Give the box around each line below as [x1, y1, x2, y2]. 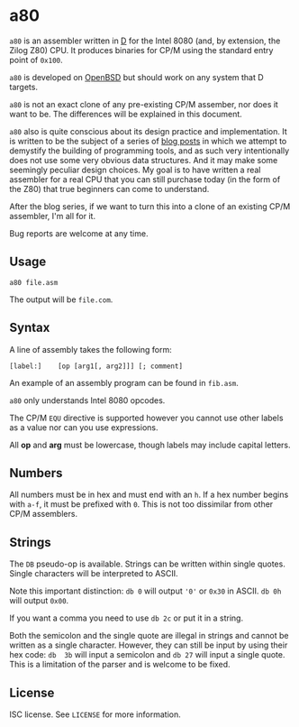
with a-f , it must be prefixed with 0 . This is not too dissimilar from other [9, 499, 274, 510]
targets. [9, 81, 39, 92]
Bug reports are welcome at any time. [9, 227, 149, 239]
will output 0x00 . [9, 595, 69, 606]
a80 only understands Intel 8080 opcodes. [9, 394, 166, 406]
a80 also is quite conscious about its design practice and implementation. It [9, 125, 287, 136]
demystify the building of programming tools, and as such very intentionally [9, 145, 290, 156]
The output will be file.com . [9, 294, 113, 305]
